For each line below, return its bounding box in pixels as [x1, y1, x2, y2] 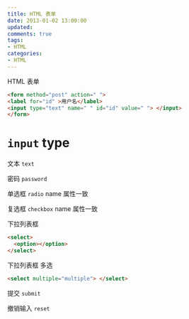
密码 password [7, 175, 47, 183]
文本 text [7, 159, 35, 168]
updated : [7, 23, 33, 31]
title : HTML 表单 [7, 10, 57, 18]
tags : [7, 37, 23, 44]
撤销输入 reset [7, 303, 50, 313]
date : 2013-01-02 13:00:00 [7, 17, 87, 24]
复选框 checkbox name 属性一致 [7, 205, 98, 213]
